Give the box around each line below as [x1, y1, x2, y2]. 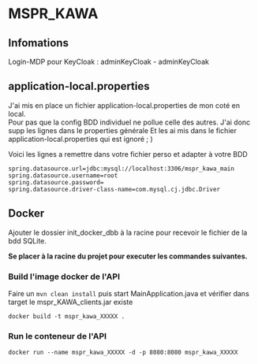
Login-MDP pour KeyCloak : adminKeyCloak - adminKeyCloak [8, 57, 209, 66]
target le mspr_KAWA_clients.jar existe [8, 297, 133, 306]
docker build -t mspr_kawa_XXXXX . [8, 312, 125, 320]
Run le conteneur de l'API [8, 330, 107, 341]
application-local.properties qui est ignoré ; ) [8, 134, 154, 143]
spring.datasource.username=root [8, 171, 118, 180]
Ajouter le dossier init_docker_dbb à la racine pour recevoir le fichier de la [8, 228, 248, 237]
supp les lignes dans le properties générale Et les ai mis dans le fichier [8, 125, 237, 135]
